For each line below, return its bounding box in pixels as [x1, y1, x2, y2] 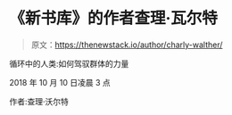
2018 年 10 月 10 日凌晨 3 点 [9, 77, 111, 87]
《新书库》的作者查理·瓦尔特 [9, 8, 219, 29]
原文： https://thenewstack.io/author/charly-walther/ [30, 39, 223, 50]
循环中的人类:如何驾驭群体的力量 [9, 58, 129, 69]
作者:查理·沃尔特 [9, 95, 70, 107]
